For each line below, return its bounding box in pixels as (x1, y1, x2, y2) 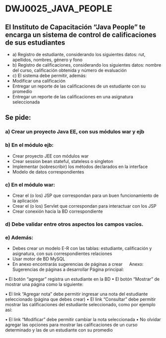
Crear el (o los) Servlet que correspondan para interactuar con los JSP (12, 203, 157, 209)
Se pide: (5, 113, 31, 122)
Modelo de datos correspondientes (12, 169, 84, 174)
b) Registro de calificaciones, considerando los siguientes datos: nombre (12, 62, 162, 68)
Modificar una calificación (12, 78, 66, 84)
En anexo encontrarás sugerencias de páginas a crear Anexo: (12, 261, 144, 267)
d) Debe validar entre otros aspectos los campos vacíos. (5, 221, 144, 228)
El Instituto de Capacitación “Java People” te (5, 23, 146, 31)
